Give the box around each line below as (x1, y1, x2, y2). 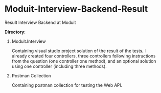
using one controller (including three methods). (11, 63, 107, 69)
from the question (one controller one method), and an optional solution (11, 58, 156, 64)
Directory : (4, 29, 25, 35)
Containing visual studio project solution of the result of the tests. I (11, 48, 146, 54)
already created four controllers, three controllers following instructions (11, 53, 156, 59)
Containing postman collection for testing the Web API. (11, 82, 123, 88)
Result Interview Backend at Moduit (4, 19, 76, 25)
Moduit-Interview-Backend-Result (4, 3, 148, 15)
